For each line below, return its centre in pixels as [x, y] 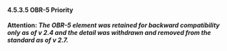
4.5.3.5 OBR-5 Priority [40, 10]
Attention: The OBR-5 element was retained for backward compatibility [113, 25]
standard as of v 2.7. [38, 40]
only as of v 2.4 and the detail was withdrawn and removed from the [109, 33]
